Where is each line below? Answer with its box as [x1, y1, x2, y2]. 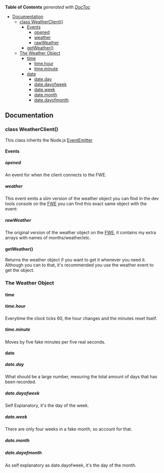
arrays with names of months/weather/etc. [5, 235, 91, 241]
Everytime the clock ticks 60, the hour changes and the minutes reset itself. [5, 315, 158, 321]
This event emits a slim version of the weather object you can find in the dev [5, 196, 159, 202]
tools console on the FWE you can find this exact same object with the [5, 201, 147, 207]
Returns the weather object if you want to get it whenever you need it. [5, 257, 146, 263]
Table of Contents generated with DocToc [5, 4, 91, 10]
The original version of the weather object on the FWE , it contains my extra [5, 230, 156, 236]
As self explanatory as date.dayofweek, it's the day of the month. [5, 462, 137, 468]
